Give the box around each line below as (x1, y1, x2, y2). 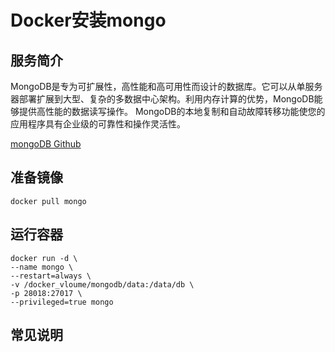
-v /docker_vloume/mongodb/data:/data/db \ (10, 279, 195, 290)
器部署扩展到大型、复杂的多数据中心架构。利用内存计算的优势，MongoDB (10, 93, 315, 105)
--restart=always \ (10, 271, 92, 281)
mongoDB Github (10, 138, 82, 150)
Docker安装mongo (10, 9, 167, 32)
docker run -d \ (10, 253, 78, 263)
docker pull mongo (10, 196, 87, 206)
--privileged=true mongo (10, 297, 114, 307)
